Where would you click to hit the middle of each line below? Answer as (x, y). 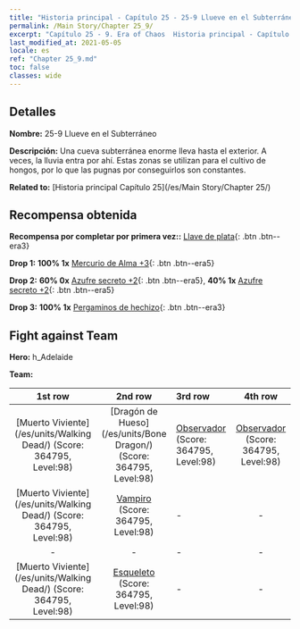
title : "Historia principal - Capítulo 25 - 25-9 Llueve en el (129, 17)
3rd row (192, 397)
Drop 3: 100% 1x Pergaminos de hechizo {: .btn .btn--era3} (117, 307)
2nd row (134, 397)
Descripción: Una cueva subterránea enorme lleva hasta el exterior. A (138, 151)
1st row (53, 397)
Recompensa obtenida (73, 215)
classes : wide (36, 76)
